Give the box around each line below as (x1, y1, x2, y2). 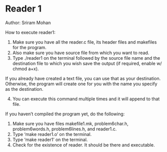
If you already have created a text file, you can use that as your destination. (5, 75, 161, 81)
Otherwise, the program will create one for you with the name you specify (5, 81, 157, 87)
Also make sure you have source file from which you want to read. (12, 50, 149, 56)
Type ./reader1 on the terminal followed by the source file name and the (12, 55, 160, 61)
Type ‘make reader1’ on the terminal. (12, 136, 88, 142)
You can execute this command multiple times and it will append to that (12, 96, 160, 102)
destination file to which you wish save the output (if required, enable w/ (12, 60, 162, 66)
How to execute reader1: (5, 29, 56, 35)
